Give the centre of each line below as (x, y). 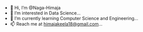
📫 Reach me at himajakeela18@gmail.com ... (56, 24)
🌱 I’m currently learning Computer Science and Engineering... (74, 18)
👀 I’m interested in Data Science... (45, 13)
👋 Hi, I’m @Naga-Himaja (35, 8)
